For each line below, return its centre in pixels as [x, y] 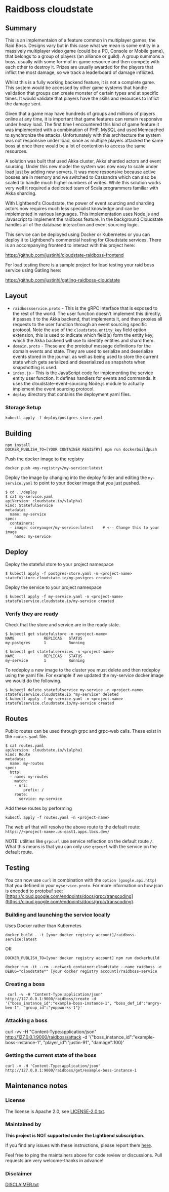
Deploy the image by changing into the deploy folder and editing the [76, 478]
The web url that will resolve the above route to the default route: [73, 827]
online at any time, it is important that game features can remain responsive [84, 119]
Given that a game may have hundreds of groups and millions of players [80, 113]
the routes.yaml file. [26, 736]
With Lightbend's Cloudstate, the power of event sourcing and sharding [80, 203]
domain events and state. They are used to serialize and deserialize [83, 351]
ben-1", [13, 1008]
